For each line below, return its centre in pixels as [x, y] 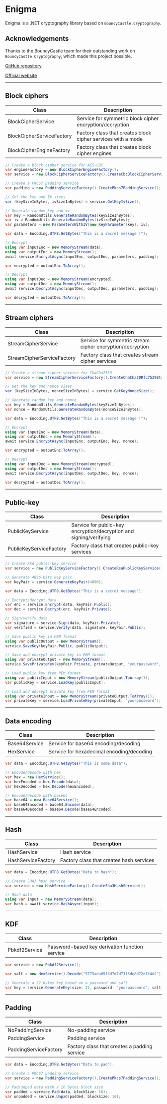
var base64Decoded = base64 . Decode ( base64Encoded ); [60, 810]
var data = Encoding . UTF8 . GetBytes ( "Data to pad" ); [60, 1065]
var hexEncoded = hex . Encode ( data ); [43, 782]
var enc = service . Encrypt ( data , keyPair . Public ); [59, 605]
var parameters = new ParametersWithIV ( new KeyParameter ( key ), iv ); [78, 225]
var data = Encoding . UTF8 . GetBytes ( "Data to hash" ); [61, 872]
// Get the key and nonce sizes [39, 386]
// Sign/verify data [27, 618]
